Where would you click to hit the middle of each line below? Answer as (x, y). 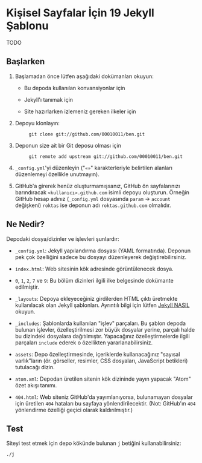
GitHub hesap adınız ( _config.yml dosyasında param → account (93, 199)
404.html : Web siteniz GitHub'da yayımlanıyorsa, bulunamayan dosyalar (104, 397)
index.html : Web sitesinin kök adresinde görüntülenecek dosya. (94, 269)
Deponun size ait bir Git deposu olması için (68, 145)
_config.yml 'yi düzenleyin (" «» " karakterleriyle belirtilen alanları (94, 168)
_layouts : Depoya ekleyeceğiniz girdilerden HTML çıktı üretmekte (96, 298)
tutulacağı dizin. (35, 367)
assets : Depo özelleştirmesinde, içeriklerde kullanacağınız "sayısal (97, 354)
